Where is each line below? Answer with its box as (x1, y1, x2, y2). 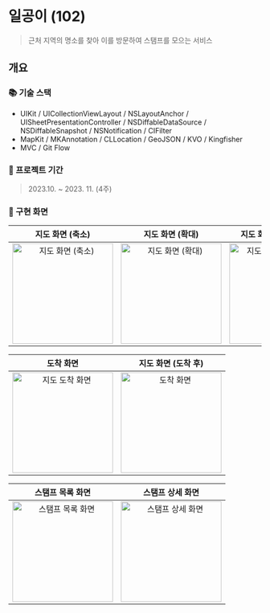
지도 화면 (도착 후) (138, 358, 204, 370)
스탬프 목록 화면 (35, 487, 91, 498)
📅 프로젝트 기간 (8, 164, 63, 175)
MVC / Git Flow (19, 142, 71, 153)
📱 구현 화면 (8, 206, 48, 217)
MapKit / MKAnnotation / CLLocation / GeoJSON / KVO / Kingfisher (19, 134, 243, 144)
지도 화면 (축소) (35, 229, 91, 240)
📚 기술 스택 (8, 88, 52, 99)
